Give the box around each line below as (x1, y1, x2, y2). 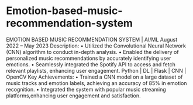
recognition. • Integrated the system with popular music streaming (6, 86, 167, 93)
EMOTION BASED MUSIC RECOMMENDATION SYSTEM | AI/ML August (6, 36, 178, 43)
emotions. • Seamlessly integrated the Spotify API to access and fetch (6, 60, 175, 68)
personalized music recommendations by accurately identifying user (6, 55, 171, 62)
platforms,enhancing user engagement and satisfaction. (6, 92, 142, 99)
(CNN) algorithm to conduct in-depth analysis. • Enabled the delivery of (6, 48, 180, 55)
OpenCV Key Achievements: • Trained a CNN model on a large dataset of (6, 73, 183, 80)
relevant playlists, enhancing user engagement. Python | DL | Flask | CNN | (6, 67, 187, 74)
